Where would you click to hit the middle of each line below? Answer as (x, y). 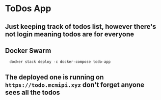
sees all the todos (33, 92)
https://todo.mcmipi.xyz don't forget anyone (75, 85)
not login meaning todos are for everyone (70, 34)
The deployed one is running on (54, 77)
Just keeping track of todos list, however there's (80, 27)
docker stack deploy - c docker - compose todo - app (60, 62)
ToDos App (28, 9)
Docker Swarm (28, 50)
